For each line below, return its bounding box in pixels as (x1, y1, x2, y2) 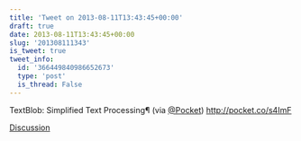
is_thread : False (17, 80, 83, 89)
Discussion (9, 122, 50, 133)
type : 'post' (17, 72, 67, 81)
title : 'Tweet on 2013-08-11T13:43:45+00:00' (9, 13, 183, 22)
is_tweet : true (9, 47, 67, 56)
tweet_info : (9, 55, 54, 64)
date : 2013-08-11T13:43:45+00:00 (9, 30, 135, 39)
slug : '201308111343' (9, 38, 91, 48)
